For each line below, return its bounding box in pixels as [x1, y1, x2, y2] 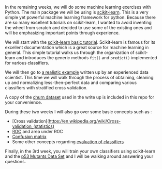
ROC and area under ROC [12, 129, 63, 134]
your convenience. [5, 100, 42, 105]
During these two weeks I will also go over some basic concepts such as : [5, 109, 152, 115]
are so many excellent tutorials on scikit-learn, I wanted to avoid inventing [5, 19, 152, 25]
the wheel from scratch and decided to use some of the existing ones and [5, 25, 152, 31]
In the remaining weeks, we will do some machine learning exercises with [5, 4, 151, 10]
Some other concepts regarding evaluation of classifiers [12, 139, 124, 145]
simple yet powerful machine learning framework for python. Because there [5, 15, 156, 20]
